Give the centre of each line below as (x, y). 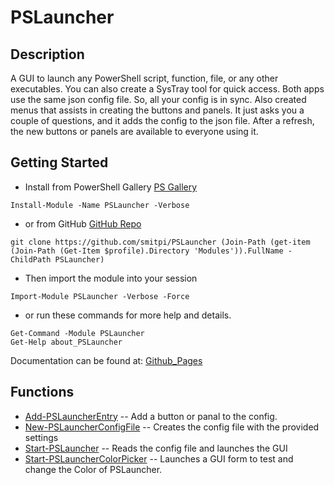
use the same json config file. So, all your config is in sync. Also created (158, 99)
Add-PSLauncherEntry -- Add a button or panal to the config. (151, 416)
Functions (42, 392)
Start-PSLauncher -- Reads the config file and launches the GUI (156, 448)
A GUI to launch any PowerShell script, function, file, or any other (144, 78)
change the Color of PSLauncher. (93, 469)
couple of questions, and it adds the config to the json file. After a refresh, (162, 120)
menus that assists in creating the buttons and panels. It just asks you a (157, 110)
